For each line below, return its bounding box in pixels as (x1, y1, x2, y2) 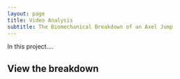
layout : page (7, 10, 45, 17)
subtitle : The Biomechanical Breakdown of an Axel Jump (7, 23, 173, 30)
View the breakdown (7, 62, 99, 74)
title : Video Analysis (7, 17, 73, 24)
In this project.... (7, 43, 54, 51)
